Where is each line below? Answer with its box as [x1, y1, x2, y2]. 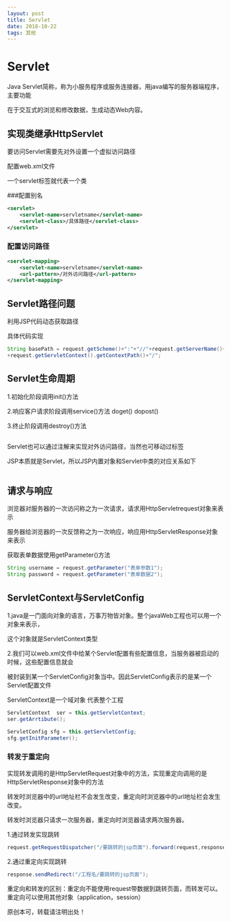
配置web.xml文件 [7, 162, 56, 170]
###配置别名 [7, 191, 43, 200]
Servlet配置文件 [7, 681, 52, 689]
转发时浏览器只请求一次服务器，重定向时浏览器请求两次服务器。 [7, 815, 188, 824]
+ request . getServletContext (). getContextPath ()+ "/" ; [7, 352, 162, 358]
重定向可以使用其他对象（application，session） [7, 892, 144, 901]
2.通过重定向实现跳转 [7, 857, 67, 866]
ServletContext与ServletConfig [7, 592, 144, 603]
